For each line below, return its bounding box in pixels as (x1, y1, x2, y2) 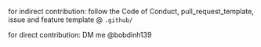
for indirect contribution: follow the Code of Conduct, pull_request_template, (8, 7, 255, 16)
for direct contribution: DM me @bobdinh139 (8, 31, 152, 39)
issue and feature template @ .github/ (8, 15, 133, 24)
